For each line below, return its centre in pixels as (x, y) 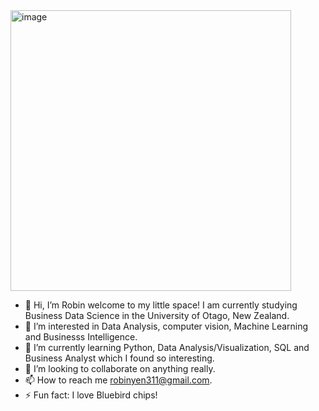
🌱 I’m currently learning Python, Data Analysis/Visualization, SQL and (167, 347)
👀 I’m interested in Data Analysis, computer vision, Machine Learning (166, 326)
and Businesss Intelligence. (81, 337)
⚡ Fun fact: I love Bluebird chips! (91, 395)
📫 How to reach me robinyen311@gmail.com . (118, 380)
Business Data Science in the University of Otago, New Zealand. (157, 315)
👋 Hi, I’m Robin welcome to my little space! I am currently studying (161, 305)
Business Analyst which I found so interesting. (119, 358)
